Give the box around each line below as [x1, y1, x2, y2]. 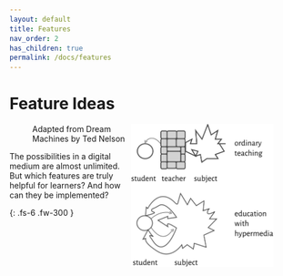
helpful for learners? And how [9, 180, 121, 191]
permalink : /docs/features [9, 53, 112, 63]
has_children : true [9, 44, 84, 53]
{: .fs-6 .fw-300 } [9, 208, 75, 219]
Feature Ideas [9, 94, 116, 114]
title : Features [9, 24, 71, 34]
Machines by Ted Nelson [32, 133, 126, 145]
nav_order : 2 [9, 34, 59, 43]
